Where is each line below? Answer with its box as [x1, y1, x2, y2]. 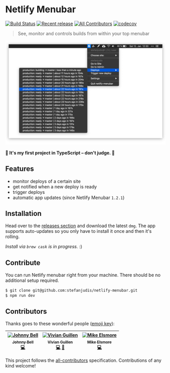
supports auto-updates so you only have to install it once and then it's [5, 228, 152, 234]
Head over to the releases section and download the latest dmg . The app [5, 223, 156, 229]
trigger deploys [12, 189, 45, 195]
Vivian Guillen [47, 339, 73, 345]
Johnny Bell [12, 339, 34, 345]
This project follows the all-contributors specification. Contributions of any [5, 357, 162, 363]
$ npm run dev [5, 293, 36, 298]
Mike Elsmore [87, 339, 112, 345]
